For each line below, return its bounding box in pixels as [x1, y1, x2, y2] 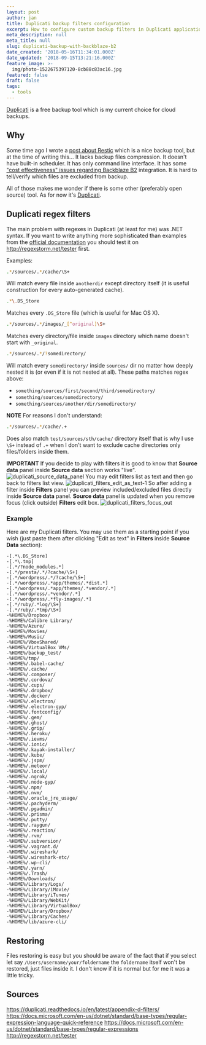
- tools [12, 89, 32, 95]
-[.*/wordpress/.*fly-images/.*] [6, 596, 92, 602]
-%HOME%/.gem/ [6, 714, 43, 721]
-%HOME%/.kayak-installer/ [6, 747, 75, 753]
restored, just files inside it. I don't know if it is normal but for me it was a [6, 964, 190, 972]
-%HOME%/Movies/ [6, 628, 48, 635]
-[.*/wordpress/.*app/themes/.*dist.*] [6, 580, 109, 586]
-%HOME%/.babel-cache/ [6, 661, 64, 667]
